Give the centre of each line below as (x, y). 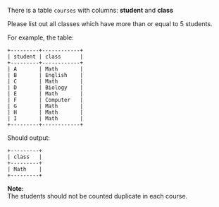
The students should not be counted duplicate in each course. (98, 196)
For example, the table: (40, 37)
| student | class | (45, 57)
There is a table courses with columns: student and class (90, 10)
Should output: (29, 138)
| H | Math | (45, 112)
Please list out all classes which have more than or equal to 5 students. (110, 24)
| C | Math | (45, 81)
